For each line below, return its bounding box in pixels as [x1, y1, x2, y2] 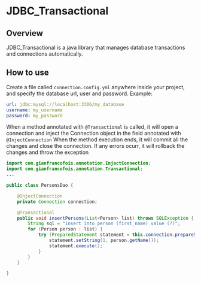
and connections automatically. [6, 50, 83, 57]
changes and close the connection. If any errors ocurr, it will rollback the [6, 142, 185, 150]
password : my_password [6, 113, 63, 119]
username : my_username [6, 107, 63, 113]
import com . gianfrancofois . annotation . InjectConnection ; [6, 160, 151, 166]
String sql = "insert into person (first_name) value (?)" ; [28, 220, 181, 227]
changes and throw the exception [6, 148, 89, 156]
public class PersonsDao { [6, 183, 74, 189]
